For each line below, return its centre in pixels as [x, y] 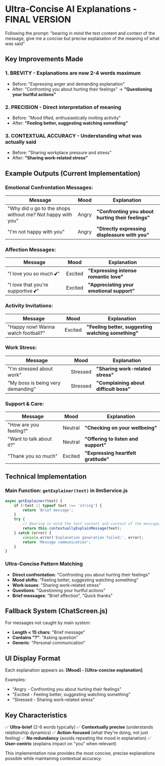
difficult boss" [113, 389]
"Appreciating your [111, 285]
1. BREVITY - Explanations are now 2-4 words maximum [73, 73]
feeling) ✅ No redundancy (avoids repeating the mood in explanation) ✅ [78, 738]
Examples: [15, 680]
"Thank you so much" [33, 456]
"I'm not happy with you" [36, 231]
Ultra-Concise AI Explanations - [71, 9]
